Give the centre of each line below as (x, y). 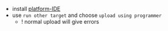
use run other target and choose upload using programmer (87, 15)
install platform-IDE (36, 9)
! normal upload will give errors (60, 22)
